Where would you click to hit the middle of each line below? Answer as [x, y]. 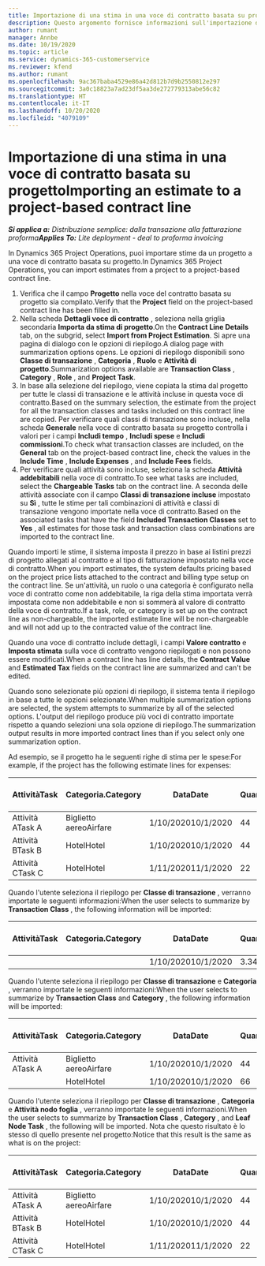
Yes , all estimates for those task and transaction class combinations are [137, 528]
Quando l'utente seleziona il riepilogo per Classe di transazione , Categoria [131, 1100]
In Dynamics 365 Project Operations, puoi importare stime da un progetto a [130, 252]
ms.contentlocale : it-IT [49, 103]
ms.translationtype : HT [47, 96]
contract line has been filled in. [70, 310]
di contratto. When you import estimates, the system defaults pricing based [130, 568]
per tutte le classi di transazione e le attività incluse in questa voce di [131, 394]
